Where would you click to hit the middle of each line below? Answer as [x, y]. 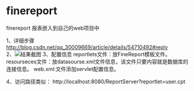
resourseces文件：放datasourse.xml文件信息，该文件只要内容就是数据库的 [97, 61]
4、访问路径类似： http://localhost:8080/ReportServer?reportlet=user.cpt [96, 82]
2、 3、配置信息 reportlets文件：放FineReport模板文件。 [88, 54]
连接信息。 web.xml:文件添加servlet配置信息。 [63, 69]
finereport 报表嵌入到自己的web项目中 [53, 28]
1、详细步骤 [20, 40]
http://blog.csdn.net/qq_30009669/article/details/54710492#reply [87, 47]
